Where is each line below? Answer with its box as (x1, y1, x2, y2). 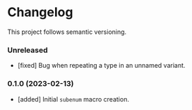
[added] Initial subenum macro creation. (17, 94, 129, 103)
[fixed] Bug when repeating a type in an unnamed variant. (17, 61, 186, 70)
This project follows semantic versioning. (7, 28, 127, 36)
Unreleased (7, 45, 48, 55)
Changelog (7, 4, 73, 20)
